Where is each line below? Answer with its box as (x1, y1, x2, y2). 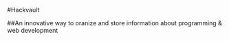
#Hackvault (7, 6, 40, 14)
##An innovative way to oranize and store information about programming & (7, 19, 222, 27)
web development (7, 27, 58, 34)
